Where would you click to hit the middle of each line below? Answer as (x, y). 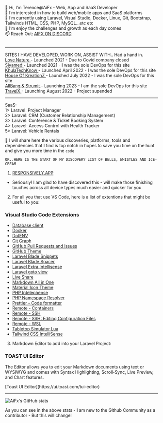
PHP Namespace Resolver (38, 298)
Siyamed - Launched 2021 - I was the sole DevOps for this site (67, 65)
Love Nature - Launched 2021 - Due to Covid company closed (67, 60)
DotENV (20, 236)
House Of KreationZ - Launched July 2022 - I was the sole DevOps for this (80, 75)
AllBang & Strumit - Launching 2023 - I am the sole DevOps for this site (76, 86)
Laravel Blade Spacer (33, 262)
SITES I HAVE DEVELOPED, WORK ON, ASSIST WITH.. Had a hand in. (74, 55)
